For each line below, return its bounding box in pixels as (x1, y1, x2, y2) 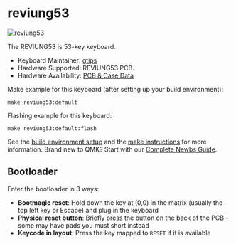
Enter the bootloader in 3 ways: (7, 184, 100, 193)
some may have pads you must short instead (17, 221, 149, 229)
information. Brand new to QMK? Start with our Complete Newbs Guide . (7, 144, 218, 154)
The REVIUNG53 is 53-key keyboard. (7, 42, 116, 51)
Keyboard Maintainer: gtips (17, 55, 97, 65)
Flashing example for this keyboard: (7, 111, 112, 120)
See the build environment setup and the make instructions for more (7, 137, 208, 146)
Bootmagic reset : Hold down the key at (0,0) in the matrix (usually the (17, 198, 223, 207)
